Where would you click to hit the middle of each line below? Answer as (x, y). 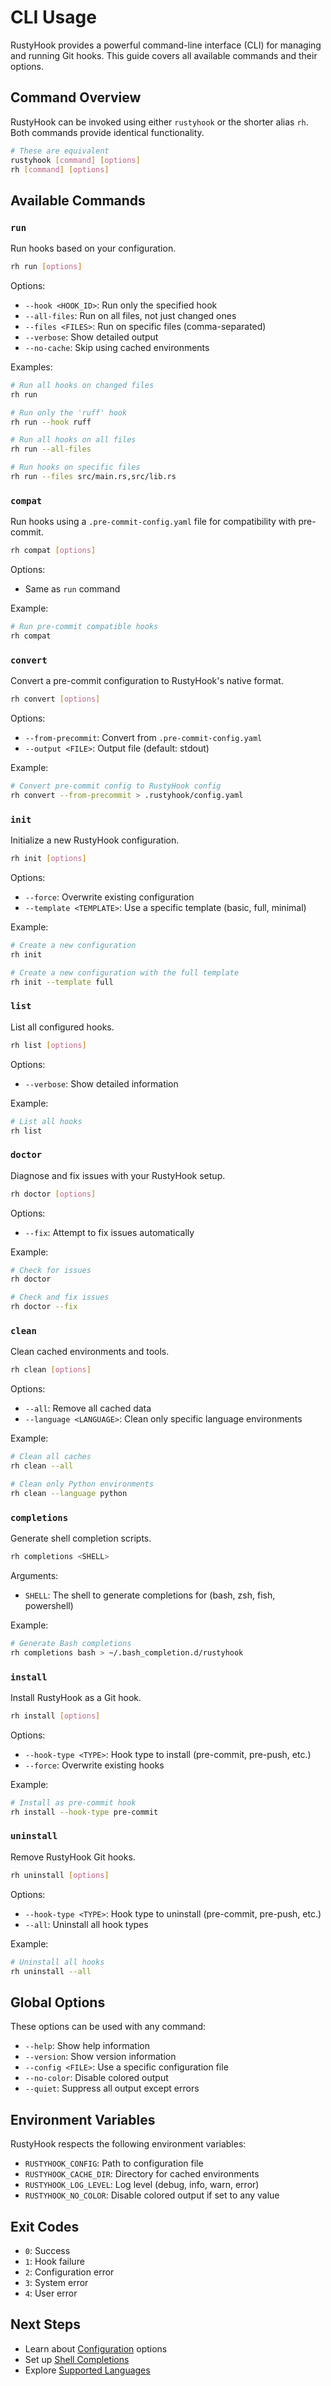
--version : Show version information (100, 2057)
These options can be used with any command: (108, 2027)
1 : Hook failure (54, 2261)
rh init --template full (62, 982)
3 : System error (56, 2282)
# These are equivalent (60, 151)
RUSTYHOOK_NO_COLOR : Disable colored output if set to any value (152, 2195)
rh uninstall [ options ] (60, 1875)
